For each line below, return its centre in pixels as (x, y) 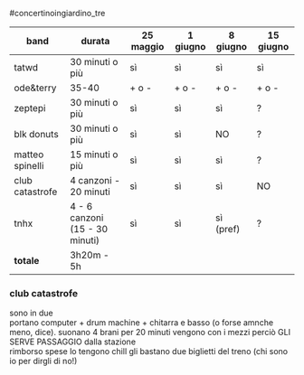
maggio (147, 47)
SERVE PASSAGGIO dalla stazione (73, 342)
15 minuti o (94, 155)
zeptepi (30, 108)
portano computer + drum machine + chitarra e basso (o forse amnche (142, 323)
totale (27, 261)
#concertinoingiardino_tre (57, 13)
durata (95, 41)
